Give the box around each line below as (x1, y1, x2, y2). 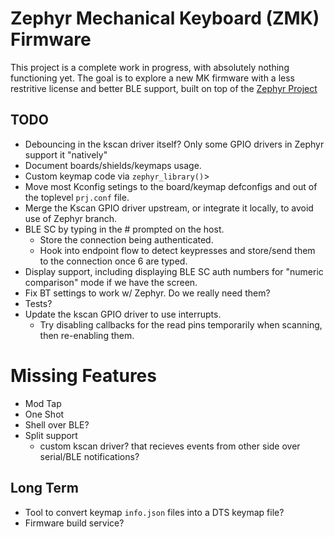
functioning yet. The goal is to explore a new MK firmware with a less (10, 72, 295, 84)
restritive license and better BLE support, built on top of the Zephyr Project (10, 82, 318, 94)
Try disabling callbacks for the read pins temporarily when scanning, (39, 318, 323, 331)
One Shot (24, 408, 65, 420)
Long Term (10, 480, 79, 497)
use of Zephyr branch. (24, 212, 118, 224)
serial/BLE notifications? (39, 450, 140, 462)
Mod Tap (24, 397, 62, 409)
